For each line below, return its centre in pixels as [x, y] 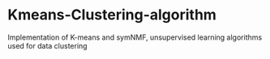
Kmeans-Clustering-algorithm [112, 15]
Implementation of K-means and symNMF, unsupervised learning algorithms [135, 37]
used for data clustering [47, 45]
